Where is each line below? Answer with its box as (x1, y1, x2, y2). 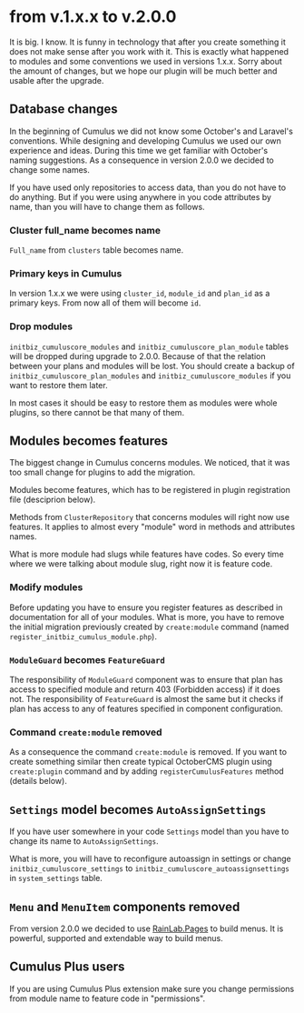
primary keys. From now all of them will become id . (9, 297, 201, 308)
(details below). (9, 776, 68, 787)
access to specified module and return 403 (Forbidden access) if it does (9, 684, 281, 695)
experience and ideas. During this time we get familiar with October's (9, 145, 269, 155)
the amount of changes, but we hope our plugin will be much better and (9, 65, 278, 76)
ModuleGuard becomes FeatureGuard (9, 653, 165, 666)
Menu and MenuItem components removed (9, 898, 240, 915)
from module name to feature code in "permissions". (9, 993, 206, 1004)
